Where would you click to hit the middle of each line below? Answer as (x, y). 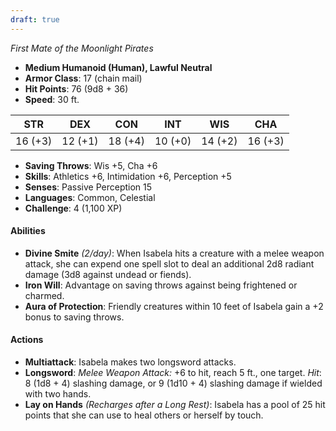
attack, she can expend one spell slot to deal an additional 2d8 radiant (169, 263)
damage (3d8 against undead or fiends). (108, 274)
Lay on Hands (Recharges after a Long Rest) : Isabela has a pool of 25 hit (175, 405)
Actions (27, 340)
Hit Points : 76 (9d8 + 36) (76, 88)
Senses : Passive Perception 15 (88, 187)
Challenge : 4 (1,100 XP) (73, 208)
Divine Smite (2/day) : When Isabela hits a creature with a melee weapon (174, 253)
